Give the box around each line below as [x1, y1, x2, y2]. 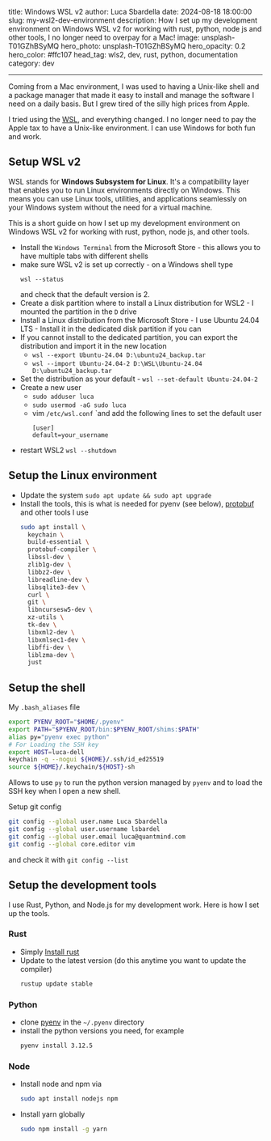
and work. [8, 132, 42, 141]
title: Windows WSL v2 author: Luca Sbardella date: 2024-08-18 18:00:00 [8, 7, 252, 16]
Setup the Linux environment [8, 469, 157, 482]
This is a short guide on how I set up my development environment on [8, 218, 240, 227]
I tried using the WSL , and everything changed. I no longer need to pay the [8, 115, 256, 124]
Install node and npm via [19, 1079, 102, 1089]
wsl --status [19, 275, 65, 283]
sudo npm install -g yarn [19, 1125, 107, 1134]
